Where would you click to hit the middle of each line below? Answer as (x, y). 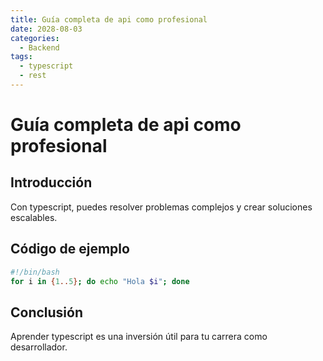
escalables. (34, 217)
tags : (21, 57)
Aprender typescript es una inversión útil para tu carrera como (139, 337)
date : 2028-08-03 (46, 29)
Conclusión (47, 312)
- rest (33, 76)
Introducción (51, 182)
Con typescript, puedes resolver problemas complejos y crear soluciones (161, 207)
